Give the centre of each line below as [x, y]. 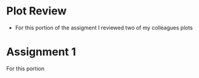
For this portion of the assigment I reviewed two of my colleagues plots [104, 28]
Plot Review [36, 11]
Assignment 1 [41, 52]
